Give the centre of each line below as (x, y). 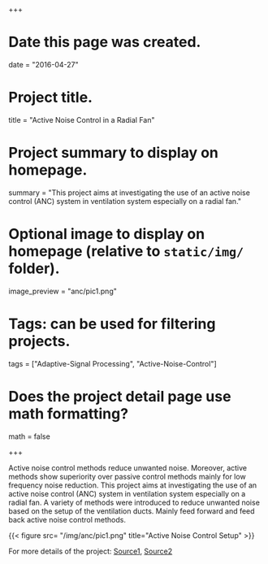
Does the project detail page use (120, 396)
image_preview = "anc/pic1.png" (63, 291)
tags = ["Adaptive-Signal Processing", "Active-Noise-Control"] (112, 363)
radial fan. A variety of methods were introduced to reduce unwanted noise (134, 502)
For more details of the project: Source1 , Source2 (91, 551)
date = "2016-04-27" (43, 64)
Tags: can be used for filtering (112, 324)
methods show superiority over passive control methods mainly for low (127, 476)
